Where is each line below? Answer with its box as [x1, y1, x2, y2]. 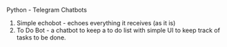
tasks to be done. [16, 33, 66, 42]
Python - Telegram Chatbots [6, 6, 88, 14]
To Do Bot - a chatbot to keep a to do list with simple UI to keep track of [16, 27, 220, 34]
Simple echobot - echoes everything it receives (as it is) [16, 19, 176, 27]
